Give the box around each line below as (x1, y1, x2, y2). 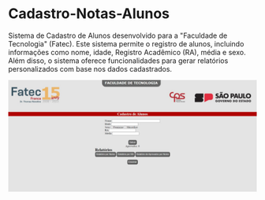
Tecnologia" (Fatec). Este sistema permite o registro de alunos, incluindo (8, 39, 244, 48)
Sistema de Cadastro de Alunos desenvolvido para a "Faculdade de (8, 31, 228, 40)
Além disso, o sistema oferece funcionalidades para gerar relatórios (8, 56, 229, 65)
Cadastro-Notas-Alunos (8, 5, 170, 23)
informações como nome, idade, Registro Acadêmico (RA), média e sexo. (8, 47, 246, 57)
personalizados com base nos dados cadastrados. (8, 64, 172, 73)
